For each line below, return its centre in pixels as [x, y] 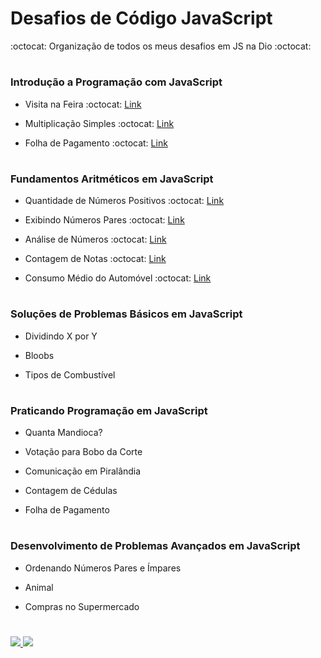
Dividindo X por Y [61, 336]
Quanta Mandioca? [63, 433]
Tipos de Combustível [70, 374]
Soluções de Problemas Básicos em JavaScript [126, 314]
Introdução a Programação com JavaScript [116, 82]
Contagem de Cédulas [71, 491]
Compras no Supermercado [82, 606]
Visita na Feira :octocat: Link [83, 104]
